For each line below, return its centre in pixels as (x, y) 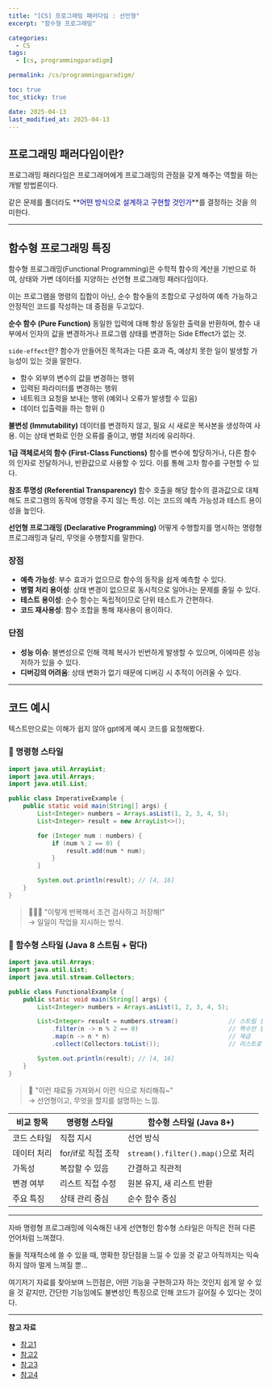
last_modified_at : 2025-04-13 (59, 119)
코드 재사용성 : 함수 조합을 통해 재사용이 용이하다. (96, 610)
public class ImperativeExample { (67, 799)
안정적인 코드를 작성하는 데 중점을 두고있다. (76, 306)
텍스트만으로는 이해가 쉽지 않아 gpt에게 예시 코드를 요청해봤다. (106, 729)
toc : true (25, 90)
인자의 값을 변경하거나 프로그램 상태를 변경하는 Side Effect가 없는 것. (138, 333)
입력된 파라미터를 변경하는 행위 (69, 388)
